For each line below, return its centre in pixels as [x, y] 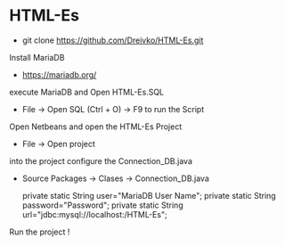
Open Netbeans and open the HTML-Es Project [96, 127]
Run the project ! [40, 232]
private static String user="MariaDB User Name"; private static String [149, 195]
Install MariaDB [37, 57]
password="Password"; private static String [103, 205]
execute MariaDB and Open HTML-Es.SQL [87, 92]
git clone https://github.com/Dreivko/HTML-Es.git [113, 40]
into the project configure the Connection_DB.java [101, 160]
